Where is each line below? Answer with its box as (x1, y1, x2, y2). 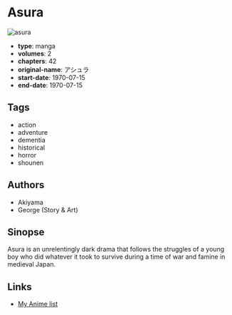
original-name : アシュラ (17, 65, 90, 73)
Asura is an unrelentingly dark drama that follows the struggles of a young (7, 245, 225, 254)
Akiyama (17, 197, 44, 207)
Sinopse (7, 226, 45, 238)
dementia (17, 135, 46, 144)
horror (17, 150, 37, 159)
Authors (7, 179, 45, 191)
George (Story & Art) (17, 205, 78, 214)
